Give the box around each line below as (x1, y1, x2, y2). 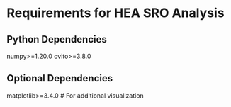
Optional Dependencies (6, 72, 113, 84)
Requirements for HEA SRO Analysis (6, 5, 225, 21)
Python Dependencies (6, 33, 107, 45)
